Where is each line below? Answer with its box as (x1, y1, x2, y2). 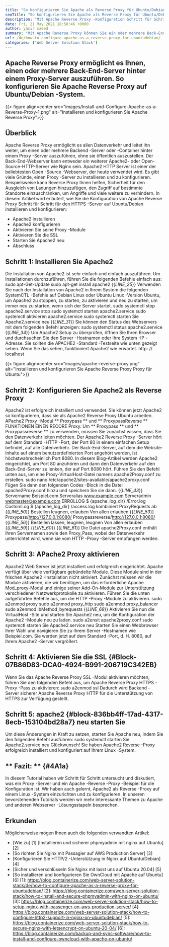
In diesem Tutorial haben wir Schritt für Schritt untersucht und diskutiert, (5, 775, 155, 781)
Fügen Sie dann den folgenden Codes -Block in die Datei (5, 482, 123, 488)
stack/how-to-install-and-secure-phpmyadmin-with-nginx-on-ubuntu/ (12, 893, 159, 899)
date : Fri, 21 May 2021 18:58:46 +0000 (5, 21, 89, 27)
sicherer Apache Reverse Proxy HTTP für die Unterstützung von (20, 690, 153, 696)
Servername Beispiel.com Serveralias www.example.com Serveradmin (5, 493, 151, 499)
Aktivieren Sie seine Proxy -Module (12, 227, 86, 233)
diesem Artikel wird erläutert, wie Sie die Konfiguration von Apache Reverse (5, 196, 162, 202)
